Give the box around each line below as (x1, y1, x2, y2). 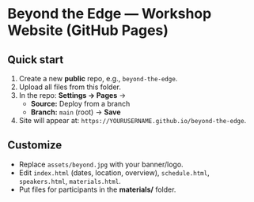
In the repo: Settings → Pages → (18, 91, 127, 99)
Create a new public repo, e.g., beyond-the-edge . (18, 74, 178, 83)
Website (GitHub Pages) (7, 21, 169, 39)
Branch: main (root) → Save (30, 107, 121, 117)
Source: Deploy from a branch (30, 99, 131, 108)
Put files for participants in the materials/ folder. (18, 185, 176, 194)
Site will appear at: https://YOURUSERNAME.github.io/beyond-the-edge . (18, 116, 247, 125)
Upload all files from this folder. (18, 82, 122, 92)
